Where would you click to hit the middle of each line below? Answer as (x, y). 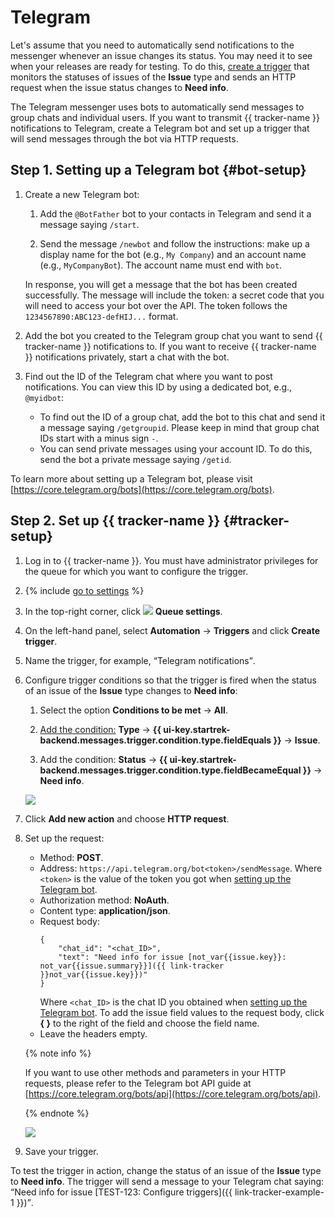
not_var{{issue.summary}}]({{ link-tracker (132, 966)
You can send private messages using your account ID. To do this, (176, 448)
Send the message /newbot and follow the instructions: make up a (174, 243)
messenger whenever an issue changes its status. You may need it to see (161, 55)
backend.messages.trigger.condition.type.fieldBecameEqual (170, 770)
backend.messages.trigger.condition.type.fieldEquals (155, 740)
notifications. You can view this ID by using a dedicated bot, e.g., (158, 387)
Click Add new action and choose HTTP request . (127, 818)
